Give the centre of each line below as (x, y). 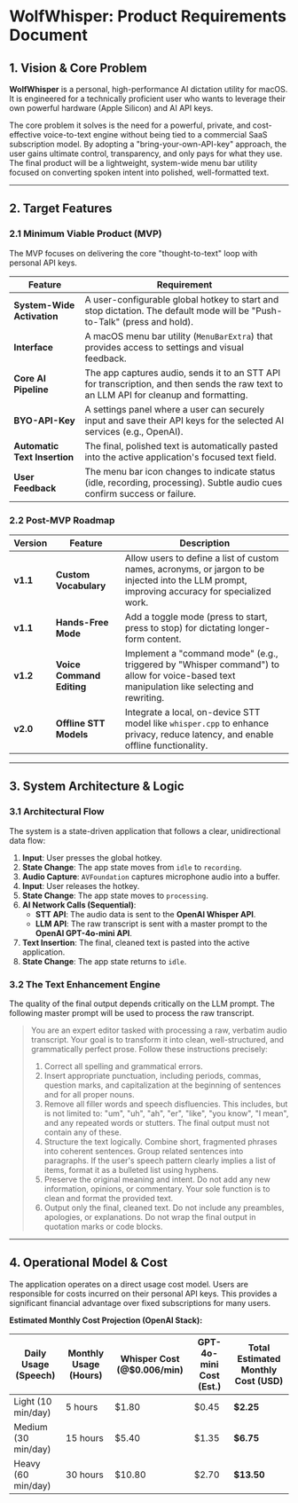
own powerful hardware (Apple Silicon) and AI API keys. (111, 108)
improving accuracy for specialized (198, 591)
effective (25, 134)
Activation (36, 316)
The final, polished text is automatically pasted (181, 445)
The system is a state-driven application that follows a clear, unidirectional (145, 830)
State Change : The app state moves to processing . (115, 895)
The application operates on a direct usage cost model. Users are (129, 1284)
